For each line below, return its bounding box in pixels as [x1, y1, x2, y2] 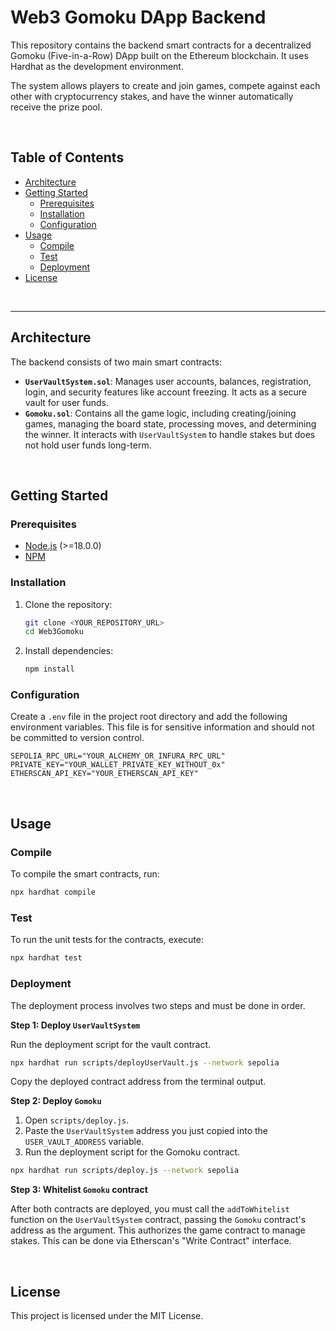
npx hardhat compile [10, 887, 97, 898]
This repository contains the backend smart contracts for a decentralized [10, 39, 312, 51]
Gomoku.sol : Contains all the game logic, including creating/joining [24, 407, 297, 419]
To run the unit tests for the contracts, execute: [10, 934, 204, 946]
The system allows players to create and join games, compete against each [10, 79, 321, 91]
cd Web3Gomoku [24, 627, 84, 637]
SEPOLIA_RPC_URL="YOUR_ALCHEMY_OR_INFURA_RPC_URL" [10, 751, 226, 761]
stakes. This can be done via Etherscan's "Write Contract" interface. [10, 1235, 292, 1247]
